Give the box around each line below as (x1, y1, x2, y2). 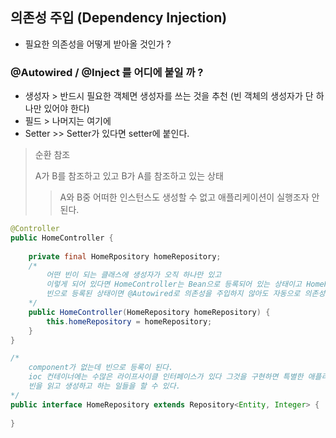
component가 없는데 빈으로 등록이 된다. (28, 363, 174, 373)
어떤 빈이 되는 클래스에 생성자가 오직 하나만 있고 (46, 270, 222, 280)
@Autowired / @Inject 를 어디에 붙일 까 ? (10, 65, 204, 79)
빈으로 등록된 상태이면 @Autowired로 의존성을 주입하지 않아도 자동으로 (46, 289, 301, 299)
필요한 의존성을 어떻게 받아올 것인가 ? (24, 38, 172, 50)
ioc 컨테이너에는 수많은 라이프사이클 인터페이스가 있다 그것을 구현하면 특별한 (28, 372, 304, 382)
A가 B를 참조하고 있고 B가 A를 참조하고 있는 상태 (34, 170, 224, 182)
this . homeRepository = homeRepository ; (46, 316, 213, 327)
